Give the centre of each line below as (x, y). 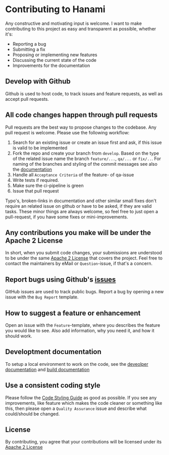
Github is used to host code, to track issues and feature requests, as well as (84, 93)
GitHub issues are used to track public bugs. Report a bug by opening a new (84, 292)
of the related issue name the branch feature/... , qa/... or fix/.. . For (87, 159)
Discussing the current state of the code (54, 60)
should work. (19, 336)
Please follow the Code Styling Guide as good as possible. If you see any (81, 397)
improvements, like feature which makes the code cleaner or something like (84, 403)
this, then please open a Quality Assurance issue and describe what (76, 408)
